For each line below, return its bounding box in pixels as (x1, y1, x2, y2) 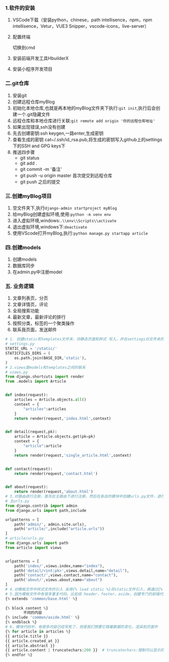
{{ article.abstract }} (5, 643, 55, 648)
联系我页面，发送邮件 (12, 327, 57, 333)
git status (20, 155, 40, 161)
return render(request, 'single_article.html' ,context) (14, 453, 132, 458)
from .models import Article (5, 379, 66, 384)
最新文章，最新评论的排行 (12, 314, 66, 320)
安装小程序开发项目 (12, 66, 53, 72)
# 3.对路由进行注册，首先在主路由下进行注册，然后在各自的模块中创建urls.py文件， (5, 494, 157, 499)
